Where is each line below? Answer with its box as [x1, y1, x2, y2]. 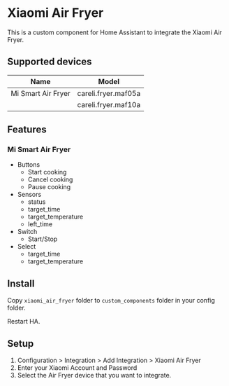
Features [7, 124, 47, 136]
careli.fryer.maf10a [77, 99, 141, 109]
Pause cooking [27, 183, 71, 191]
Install [7, 277, 35, 289]
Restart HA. [7, 317, 40, 326]
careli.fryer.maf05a [77, 88, 141, 98]
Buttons [17, 160, 40, 169]
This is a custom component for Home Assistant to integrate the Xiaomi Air [7, 28, 222, 36]
